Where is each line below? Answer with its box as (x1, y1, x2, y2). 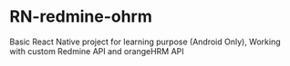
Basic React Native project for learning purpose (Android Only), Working (9, 36, 281, 47)
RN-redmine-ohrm (9, 6, 152, 27)
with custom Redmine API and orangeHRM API (9, 45, 184, 56)
